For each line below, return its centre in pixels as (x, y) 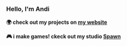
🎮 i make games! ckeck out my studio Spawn (63, 36)
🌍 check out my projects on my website (57, 22)
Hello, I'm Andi (28, 9)
